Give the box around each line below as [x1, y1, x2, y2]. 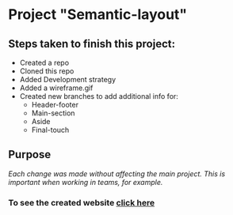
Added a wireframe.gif [19, 83, 94, 92]
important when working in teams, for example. [8, 177, 163, 187]
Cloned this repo [19, 66, 74, 76]
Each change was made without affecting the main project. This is [8, 168, 226, 179]
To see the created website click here [8, 197, 155, 208]
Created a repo [19, 58, 70, 67]
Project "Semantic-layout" [8, 6, 188, 24]
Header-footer [31, 100, 79, 109]
